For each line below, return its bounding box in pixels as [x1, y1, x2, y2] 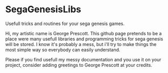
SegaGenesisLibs [5, 4, 81, 15]
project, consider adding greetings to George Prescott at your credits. [5, 62, 153, 68]
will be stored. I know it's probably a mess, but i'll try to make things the [5, 41, 157, 47]
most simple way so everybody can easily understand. [5, 46, 120, 53]
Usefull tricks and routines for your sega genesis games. [5, 20, 124, 27]
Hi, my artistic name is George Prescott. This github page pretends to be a [5, 30, 162, 36]
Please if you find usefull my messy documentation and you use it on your [5, 56, 161, 62]
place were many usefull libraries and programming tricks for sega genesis [5, 36, 163, 42]
